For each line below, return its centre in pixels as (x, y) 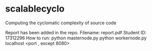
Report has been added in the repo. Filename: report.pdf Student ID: (76, 32)
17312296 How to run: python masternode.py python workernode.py (76, 38)
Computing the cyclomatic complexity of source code (61, 23)
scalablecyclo (35, 9)
